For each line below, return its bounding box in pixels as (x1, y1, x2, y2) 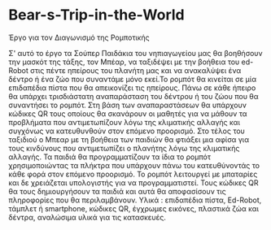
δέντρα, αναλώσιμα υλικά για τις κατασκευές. (8, 212, 167, 222)
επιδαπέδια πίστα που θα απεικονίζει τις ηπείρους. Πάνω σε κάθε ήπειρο (8, 83, 256, 93)
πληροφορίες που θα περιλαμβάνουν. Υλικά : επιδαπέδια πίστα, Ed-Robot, (8, 195, 262, 205)
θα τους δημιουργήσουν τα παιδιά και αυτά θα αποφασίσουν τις (8, 186, 226, 196)
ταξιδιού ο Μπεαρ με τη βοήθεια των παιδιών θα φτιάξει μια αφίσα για (8, 134, 250, 144)
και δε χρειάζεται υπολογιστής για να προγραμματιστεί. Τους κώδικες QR (8, 177, 259, 188)
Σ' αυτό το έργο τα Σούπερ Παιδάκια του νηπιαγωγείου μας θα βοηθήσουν (8, 48, 263, 58)
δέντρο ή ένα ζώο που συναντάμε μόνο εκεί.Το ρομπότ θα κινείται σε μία (8, 74, 257, 84)
